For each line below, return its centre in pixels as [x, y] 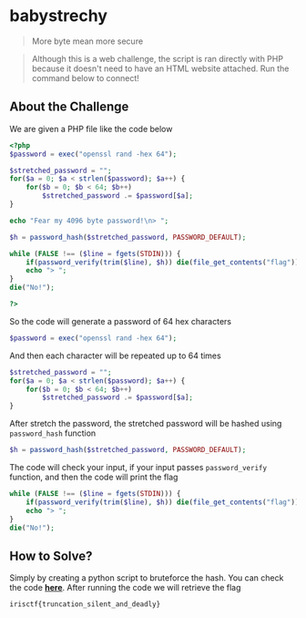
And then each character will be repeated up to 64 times [115, 355]
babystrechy [58, 16]
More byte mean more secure [87, 41]
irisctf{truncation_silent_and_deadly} [85, 604]
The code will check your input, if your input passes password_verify [138, 467]
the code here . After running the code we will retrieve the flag [125, 588]
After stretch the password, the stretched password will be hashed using [146, 424]
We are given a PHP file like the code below [91, 129]
